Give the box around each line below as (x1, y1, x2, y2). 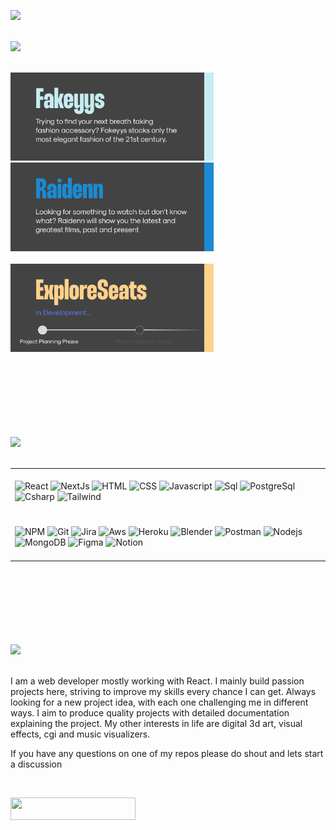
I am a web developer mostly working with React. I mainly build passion (10, 675, 305, 687)
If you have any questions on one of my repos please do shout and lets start (10, 747, 324, 759)
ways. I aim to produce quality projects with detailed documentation (10, 706, 290, 719)
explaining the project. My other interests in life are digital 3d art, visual (10, 717, 303, 729)
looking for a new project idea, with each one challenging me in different (10, 696, 309, 708)
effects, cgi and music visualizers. (10, 728, 151, 740)
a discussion (10, 758, 63, 770)
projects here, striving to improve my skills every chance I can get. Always (10, 685, 317, 697)
